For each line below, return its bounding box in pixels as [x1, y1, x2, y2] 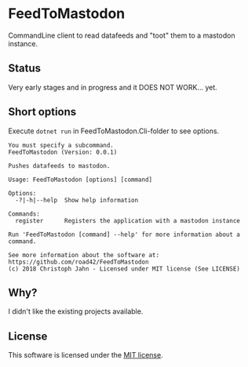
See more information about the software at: [8, 251, 159, 259]
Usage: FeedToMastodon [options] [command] [8, 176, 153, 183]
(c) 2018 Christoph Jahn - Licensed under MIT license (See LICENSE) [8, 264, 241, 273]
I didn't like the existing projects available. [8, 307, 144, 316]
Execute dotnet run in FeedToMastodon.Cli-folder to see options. [8, 126, 220, 136]
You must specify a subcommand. [8, 141, 114, 149]
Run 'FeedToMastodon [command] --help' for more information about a [8, 231, 241, 238]
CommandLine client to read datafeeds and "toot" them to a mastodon [8, 31, 235, 40]
